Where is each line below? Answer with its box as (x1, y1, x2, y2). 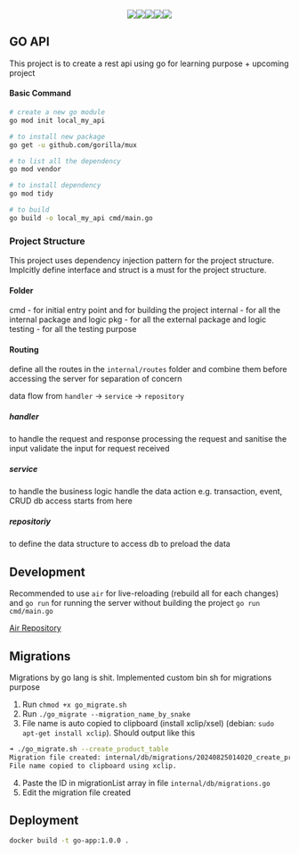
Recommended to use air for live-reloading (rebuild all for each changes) (9, 588, 279, 599)
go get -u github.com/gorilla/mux (9, 140, 138, 149)
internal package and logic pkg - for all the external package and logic (9, 314, 267, 325)
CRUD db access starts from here (9, 495, 133, 506)
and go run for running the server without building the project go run (9, 598, 261, 609)
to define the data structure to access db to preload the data (9, 538, 231, 550)
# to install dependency (9, 181, 101, 190)
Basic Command (9, 87, 71, 99)
